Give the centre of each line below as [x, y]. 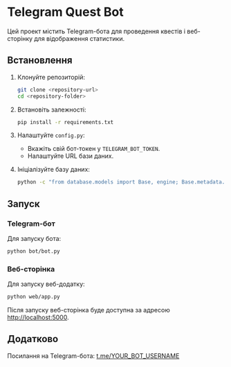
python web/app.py [34, 297]
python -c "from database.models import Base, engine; [98, 182]
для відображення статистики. [80, 38]
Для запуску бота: [34, 238]
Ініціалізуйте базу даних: [53, 170]
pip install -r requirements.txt [65, 122]
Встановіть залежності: [52, 109]
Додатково [33, 339]
